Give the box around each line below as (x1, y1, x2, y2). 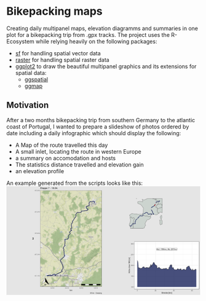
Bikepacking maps (6, 4, 103, 18)
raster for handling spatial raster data (15, 56, 109, 63)
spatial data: (15, 69, 47, 76)
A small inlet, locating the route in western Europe (15, 147, 141, 155)
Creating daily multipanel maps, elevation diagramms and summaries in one (6, 25, 199, 32)
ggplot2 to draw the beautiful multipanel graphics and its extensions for (15, 63, 197, 70)
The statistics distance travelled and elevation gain (15, 161, 145, 168)
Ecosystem (6, 37, 35, 45)
